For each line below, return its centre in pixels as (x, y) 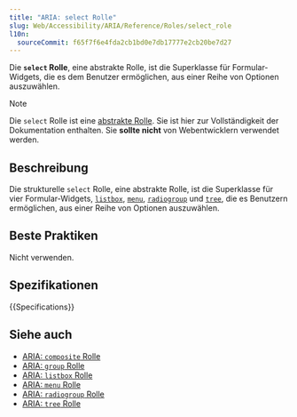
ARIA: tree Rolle (51, 403)
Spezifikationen (54, 285)
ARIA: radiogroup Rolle (63, 394)
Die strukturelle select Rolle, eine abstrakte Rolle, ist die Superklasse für (141, 189)
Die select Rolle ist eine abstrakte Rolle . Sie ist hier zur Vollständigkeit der (144, 121)
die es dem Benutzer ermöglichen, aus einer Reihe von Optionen (161, 77)
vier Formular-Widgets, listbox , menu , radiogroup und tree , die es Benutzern (148, 199)
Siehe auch (41, 335)
